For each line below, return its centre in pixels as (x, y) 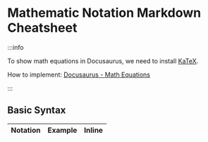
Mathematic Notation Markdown (104, 13)
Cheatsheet (42, 28)
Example (62, 130)
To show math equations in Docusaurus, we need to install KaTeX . (103, 60)
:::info (16, 47)
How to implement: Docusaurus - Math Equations (79, 75)
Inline (94, 130)
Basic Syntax (37, 110)
